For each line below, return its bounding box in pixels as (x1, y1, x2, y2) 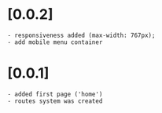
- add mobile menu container (7, 38, 103, 46)
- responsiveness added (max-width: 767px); (7, 31, 156, 39)
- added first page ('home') (7, 90, 103, 98)
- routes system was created (7, 97, 103, 105)
